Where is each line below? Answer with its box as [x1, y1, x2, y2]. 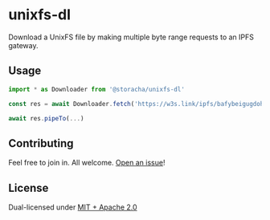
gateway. [8, 40, 39, 50]
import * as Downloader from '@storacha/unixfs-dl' [8, 85, 185, 93]
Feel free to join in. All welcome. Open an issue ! [8, 158, 166, 168]
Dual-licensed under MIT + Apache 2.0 [8, 202, 138, 212]
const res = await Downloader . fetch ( [8, 100, 135, 108]
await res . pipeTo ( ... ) [8, 114, 84, 122]
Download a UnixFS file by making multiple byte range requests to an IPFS [8, 32, 255, 42]
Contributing [8, 136, 74, 150]
